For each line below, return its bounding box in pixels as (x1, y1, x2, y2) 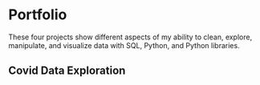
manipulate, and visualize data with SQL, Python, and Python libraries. (8, 40, 240, 50)
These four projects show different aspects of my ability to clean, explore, (8, 32, 253, 42)
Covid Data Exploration (8, 64, 126, 78)
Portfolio (8, 6, 67, 24)
